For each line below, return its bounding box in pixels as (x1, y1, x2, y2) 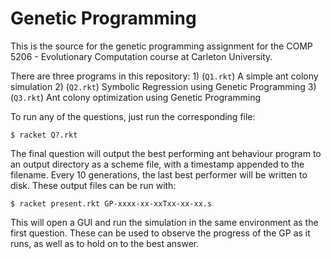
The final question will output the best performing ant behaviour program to (10, 147, 322, 159)
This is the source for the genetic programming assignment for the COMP (10, 40, 313, 52)
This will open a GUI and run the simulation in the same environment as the (10, 216, 319, 228)
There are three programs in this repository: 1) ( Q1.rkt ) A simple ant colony (10, 70, 319, 82)
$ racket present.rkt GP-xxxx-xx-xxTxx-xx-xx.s (10, 198, 213, 209)
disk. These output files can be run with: (10, 179, 177, 191)
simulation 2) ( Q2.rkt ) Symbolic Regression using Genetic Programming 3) (10, 80, 317, 92)
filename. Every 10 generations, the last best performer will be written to (10, 168, 308, 181)
